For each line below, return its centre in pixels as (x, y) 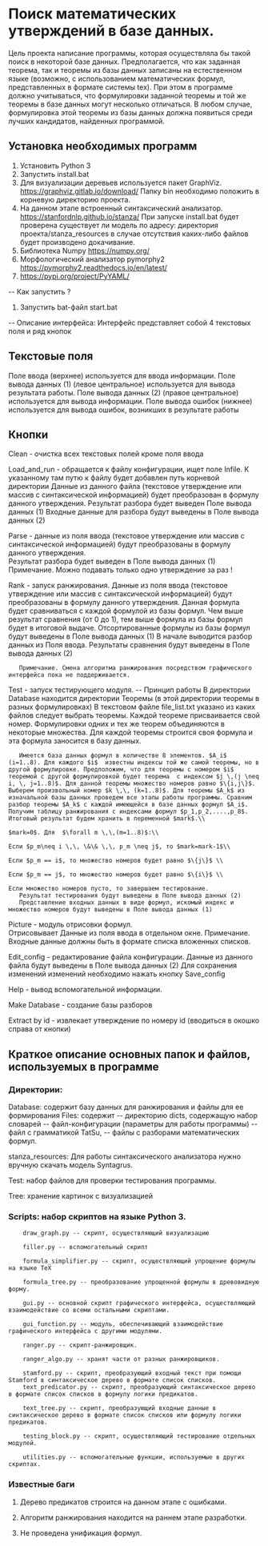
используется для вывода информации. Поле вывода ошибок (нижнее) (130, 401)
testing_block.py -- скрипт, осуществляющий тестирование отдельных (139, 1436)
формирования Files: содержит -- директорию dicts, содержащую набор (133, 1115)
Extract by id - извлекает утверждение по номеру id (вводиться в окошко (134, 1020)
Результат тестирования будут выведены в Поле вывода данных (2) (130, 896)
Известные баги (42, 1484)
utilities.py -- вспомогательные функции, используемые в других (134, 1457)
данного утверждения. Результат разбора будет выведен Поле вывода (130, 503)
